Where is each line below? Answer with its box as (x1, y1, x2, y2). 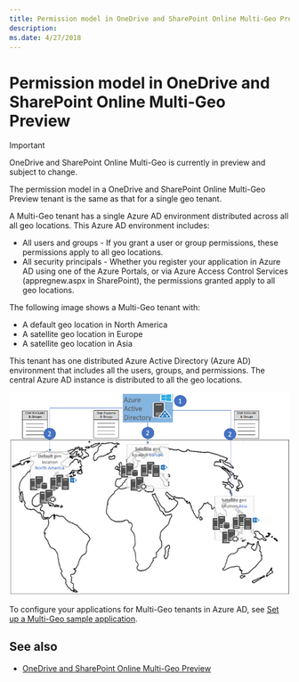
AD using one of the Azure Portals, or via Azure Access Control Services (21, 266, 289, 276)
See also (9, 639, 58, 654)
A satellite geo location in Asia (21, 339, 133, 349)
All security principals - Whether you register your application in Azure (21, 257, 281, 267)
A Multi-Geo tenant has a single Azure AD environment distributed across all (9, 210, 289, 222)
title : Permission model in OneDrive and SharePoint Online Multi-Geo (9, 14, 277, 23)
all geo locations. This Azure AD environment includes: (9, 220, 210, 231)
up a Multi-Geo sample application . (9, 613, 138, 624)
